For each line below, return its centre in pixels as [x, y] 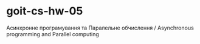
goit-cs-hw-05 [45, 11]
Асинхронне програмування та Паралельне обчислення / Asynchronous [100, 28]
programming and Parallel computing [53, 34]
